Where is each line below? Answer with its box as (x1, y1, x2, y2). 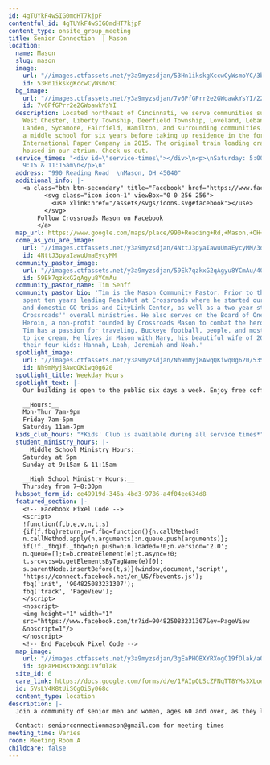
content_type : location (15, 692, 95, 701)
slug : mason (15, 57, 56, 65)
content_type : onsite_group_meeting (8, 27, 131, 35)
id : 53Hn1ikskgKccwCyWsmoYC (22, 79, 117, 87)
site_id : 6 (15, 670, 52, 678)
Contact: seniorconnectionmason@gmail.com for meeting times (15, 722, 225, 730)
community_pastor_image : (15, 258, 99, 267)
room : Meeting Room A (8, 737, 81, 745)
